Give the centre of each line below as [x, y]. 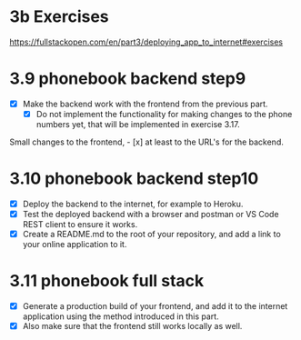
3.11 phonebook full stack [107, 281]
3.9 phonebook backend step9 [128, 79]
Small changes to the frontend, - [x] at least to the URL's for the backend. [146, 142]
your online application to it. [75, 245]
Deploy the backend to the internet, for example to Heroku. [133, 204]
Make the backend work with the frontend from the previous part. [145, 104]
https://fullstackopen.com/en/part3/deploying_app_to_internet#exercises [146, 42]
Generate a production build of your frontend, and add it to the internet [155, 306]
